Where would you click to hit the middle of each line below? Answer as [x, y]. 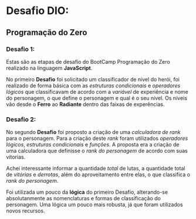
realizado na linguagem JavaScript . [49, 68]
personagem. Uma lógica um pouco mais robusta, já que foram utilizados [94, 205]
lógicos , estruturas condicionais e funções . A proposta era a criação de [93, 145]
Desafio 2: [21, 119]
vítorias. [16, 157]
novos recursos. [26, 211]
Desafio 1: [21, 49]
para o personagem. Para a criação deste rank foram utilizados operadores [97, 138]
